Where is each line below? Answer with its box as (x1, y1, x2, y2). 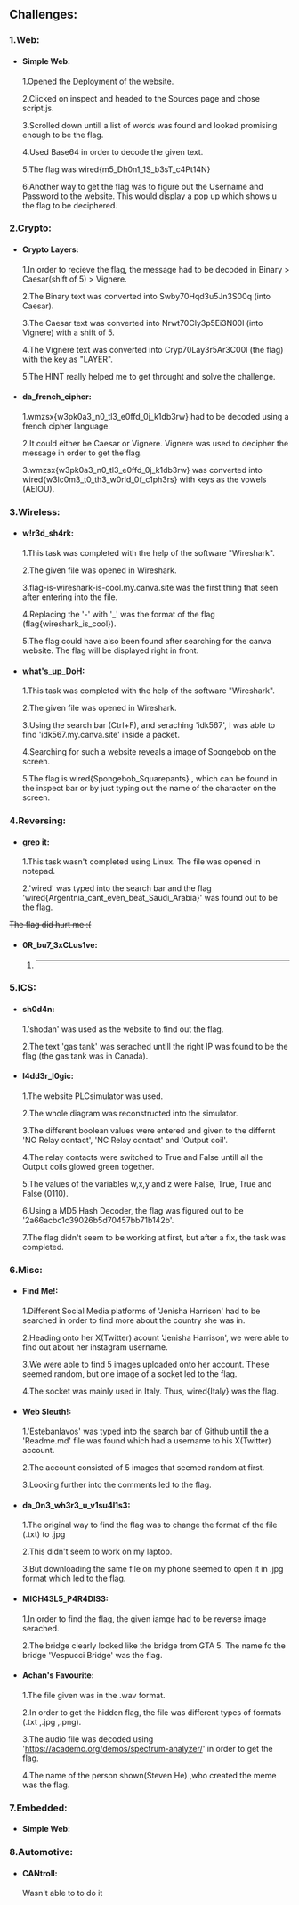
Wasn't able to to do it (21, 1888, 103, 1899)
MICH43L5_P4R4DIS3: (21, 1593, 109, 1604)
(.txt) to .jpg (21, 1529, 66, 1540)
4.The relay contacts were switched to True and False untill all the (21, 1151, 263, 1162)
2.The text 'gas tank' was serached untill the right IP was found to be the (21, 1041, 289, 1051)
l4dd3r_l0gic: (21, 1071, 74, 1082)
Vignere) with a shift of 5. (21, 327, 116, 338)
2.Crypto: (9, 222, 52, 234)
